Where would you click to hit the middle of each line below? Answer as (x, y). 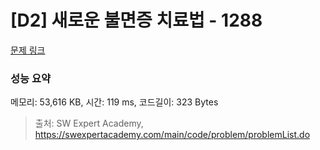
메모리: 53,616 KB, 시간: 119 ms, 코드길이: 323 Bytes (114, 102)
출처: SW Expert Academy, (89, 123)
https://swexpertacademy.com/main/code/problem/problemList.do (172, 135)
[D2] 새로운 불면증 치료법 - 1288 (136, 20)
